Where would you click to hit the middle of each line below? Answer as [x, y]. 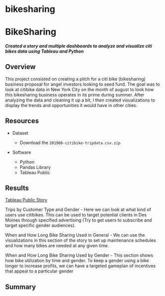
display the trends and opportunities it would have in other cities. [71, 105]
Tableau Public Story [26, 200]
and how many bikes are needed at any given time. [57, 246]
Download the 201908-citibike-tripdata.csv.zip [70, 142]
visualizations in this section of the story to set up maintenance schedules [81, 240]
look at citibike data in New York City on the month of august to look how [80, 89]
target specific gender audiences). [40, 225]
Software [22, 152]
